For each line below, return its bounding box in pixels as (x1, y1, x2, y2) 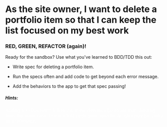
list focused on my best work (5, 25, 129, 36)
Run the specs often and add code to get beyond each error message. (12, 74, 159, 80)
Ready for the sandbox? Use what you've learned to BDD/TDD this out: (5, 54, 152, 60)
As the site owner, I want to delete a (5, 4, 157, 15)
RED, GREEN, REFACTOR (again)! (5, 43, 87, 50)
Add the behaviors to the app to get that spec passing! (12, 83, 126, 89)
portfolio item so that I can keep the (5, 14, 156, 26)
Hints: (5, 95, 19, 101)
